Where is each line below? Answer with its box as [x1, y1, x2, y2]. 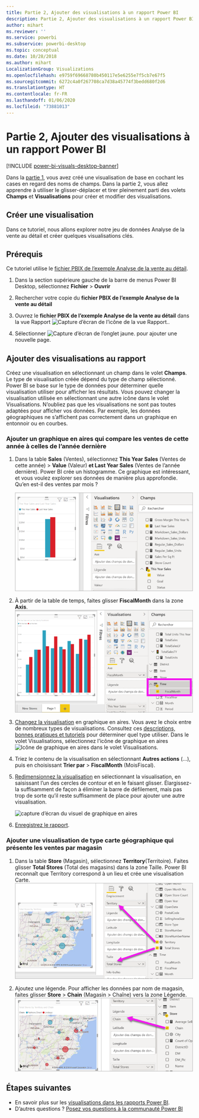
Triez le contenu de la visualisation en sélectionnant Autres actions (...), [14, 755, 191, 763]
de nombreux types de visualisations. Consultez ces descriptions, [14, 725, 176, 732]
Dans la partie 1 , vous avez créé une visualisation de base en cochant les [6, 174, 184, 181]
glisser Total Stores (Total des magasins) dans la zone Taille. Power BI [14, 864, 187, 871]
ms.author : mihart [6, 59, 52, 65]
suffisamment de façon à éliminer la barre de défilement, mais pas [20, 786, 182, 793]
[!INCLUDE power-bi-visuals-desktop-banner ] [6, 162, 119, 169]
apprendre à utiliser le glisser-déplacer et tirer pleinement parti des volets [6, 186, 186, 193]
